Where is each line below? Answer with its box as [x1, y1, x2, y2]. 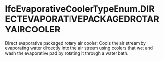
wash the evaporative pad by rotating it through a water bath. [5, 50, 129, 56]
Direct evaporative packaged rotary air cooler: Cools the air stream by [5, 40, 146, 46]
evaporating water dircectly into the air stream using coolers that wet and [5, 45, 153, 51]
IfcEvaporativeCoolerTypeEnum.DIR [5, 3, 155, 15]
